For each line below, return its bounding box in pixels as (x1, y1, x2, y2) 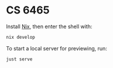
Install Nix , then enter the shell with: (6, 23, 93, 30)
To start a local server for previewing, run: (6, 45, 107, 52)
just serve (6, 56, 33, 62)
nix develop (6, 34, 35, 40)
